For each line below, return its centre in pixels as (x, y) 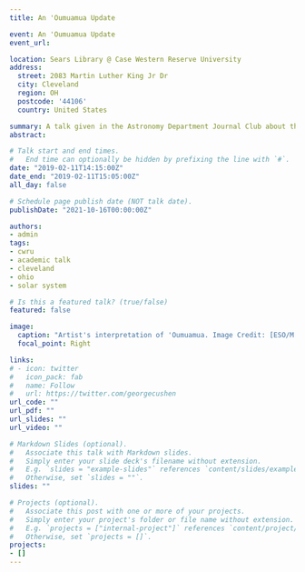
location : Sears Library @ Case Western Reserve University (126, 59)
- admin (24, 235)
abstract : (28, 135)
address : (26, 68)
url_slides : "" (38, 419)
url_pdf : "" (32, 411)
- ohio (22, 277)
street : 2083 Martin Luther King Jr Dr (93, 76)
